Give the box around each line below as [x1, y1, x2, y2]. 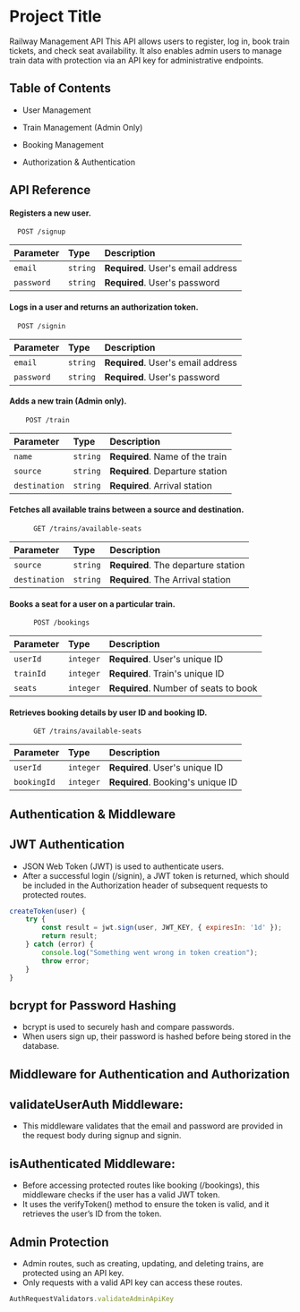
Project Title [9, 6, 102, 27]
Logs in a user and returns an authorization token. [9, 302, 199, 312]
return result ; [41, 932, 99, 941]
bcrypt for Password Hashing [9, 998, 176, 1013]
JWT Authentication [9, 837, 125, 852]
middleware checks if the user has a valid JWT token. [21, 1189, 220, 1200]
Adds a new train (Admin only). [9, 396, 127, 406]
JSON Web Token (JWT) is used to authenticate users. [21, 861, 225, 872]
